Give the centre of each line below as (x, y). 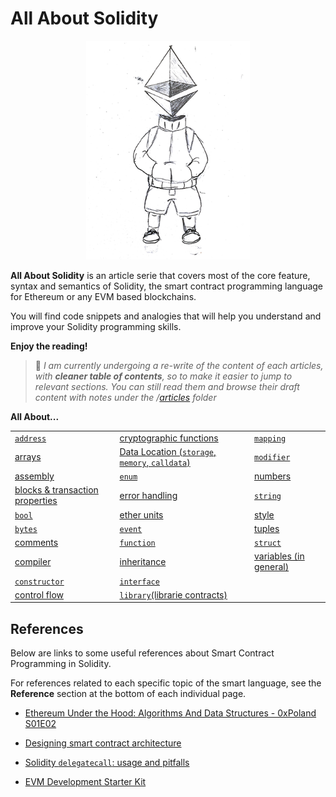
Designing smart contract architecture (103, 743)
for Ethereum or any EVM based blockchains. (103, 296)
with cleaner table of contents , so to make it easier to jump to (163, 376)
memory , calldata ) (155, 462)
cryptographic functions (169, 438)
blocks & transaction (56, 490)
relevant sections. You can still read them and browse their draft (167, 386)
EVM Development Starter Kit (85, 782)
